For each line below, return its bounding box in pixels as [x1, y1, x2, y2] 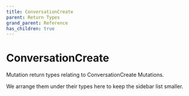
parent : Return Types [6, 14, 60, 20]
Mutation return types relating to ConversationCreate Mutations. [6, 71, 164, 79]
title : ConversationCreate [6, 8, 74, 15]
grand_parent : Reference [6, 20, 68, 26]
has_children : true [6, 25, 55, 32]
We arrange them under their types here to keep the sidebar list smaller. [6, 83, 184, 90]
